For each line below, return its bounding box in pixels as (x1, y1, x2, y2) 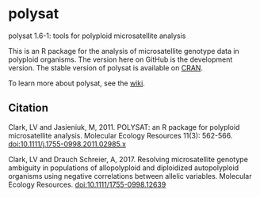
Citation (8, 101, 49, 115)
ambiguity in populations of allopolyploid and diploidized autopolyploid (8, 163, 239, 172)
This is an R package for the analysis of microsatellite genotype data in (8, 46, 239, 55)
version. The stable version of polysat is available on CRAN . (8, 63, 204, 72)
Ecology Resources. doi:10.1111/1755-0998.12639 (8, 180, 166, 189)
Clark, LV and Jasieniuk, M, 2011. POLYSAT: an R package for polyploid (8, 122, 240, 131)
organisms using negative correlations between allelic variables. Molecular (8, 171, 252, 180)
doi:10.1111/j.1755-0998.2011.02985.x (8, 139, 127, 149)
